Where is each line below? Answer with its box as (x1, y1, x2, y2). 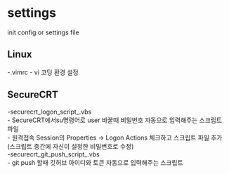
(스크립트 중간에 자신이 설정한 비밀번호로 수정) (7, 142, 134, 150)
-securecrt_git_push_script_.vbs (7, 149, 100, 159)
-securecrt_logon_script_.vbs (7, 107, 92, 116)
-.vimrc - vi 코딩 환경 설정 (7, 68, 79, 76)
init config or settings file (7, 28, 79, 36)
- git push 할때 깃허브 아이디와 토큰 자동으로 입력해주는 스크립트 (7, 158, 184, 166)
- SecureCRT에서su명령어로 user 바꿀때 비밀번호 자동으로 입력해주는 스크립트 (7, 116, 223, 124)
